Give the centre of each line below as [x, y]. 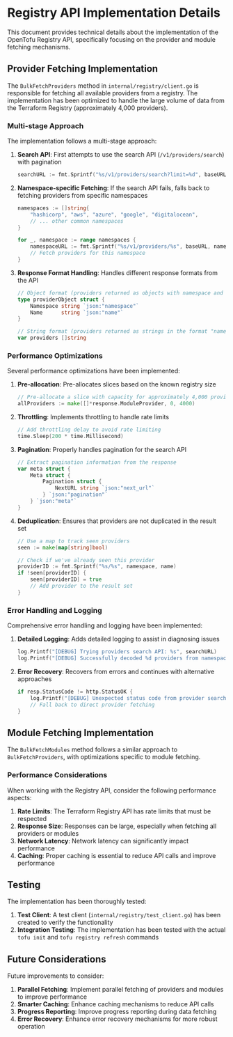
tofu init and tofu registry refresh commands [88, 937]
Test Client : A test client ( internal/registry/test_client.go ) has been [119, 915]
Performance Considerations [57, 775]
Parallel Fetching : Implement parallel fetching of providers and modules [120, 990]
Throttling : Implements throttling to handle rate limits [93, 417]
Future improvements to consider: [56, 976]
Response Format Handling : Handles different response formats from [117, 272]
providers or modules [48, 833]
